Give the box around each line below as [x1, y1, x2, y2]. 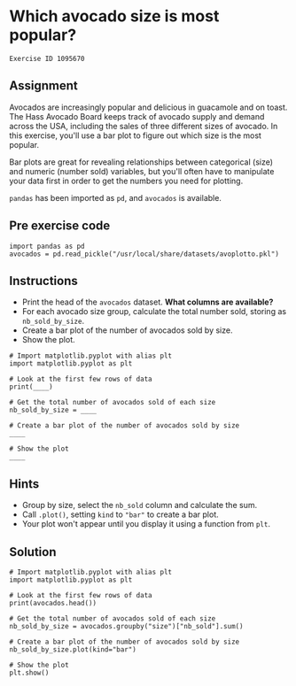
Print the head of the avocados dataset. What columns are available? [21, 297, 274, 307]
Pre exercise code [9, 219, 111, 234]
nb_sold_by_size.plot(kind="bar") [9, 645, 137, 654]
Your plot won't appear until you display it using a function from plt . [21, 519, 270, 529]
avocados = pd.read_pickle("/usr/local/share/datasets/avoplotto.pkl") [9, 250, 279, 258]
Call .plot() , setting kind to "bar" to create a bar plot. [21, 509, 219, 520]
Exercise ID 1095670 [9, 54, 86, 63]
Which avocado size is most [9, 6, 220, 27]
